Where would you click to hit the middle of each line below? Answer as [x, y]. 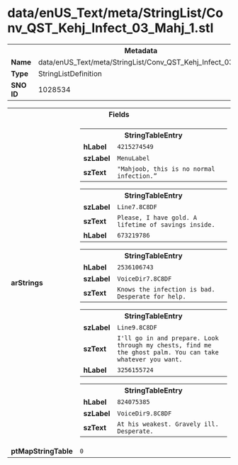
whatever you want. [149, 359]
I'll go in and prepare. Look [168, 338]
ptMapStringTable [42, 451]
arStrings [27, 283]
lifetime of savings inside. [166, 224]
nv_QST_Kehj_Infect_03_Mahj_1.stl [110, 28]
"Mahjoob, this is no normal [166, 169]
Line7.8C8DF [137, 207]
